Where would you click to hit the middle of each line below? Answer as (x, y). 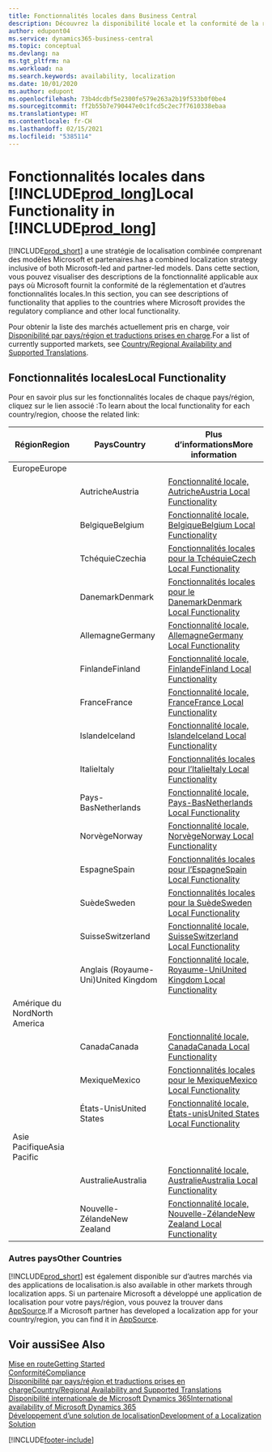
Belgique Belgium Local (212, 525)
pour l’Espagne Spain (207, 869)
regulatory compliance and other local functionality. (94, 311)
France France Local (206, 703)
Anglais (94, 970)
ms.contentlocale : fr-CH (50, 122)
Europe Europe (40, 468)
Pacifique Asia (38, 1147)
